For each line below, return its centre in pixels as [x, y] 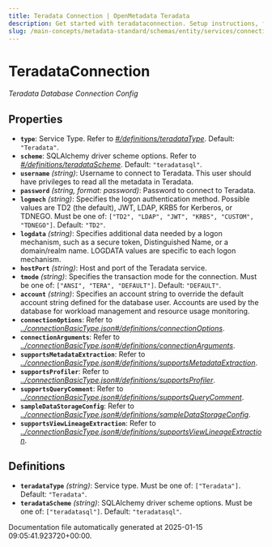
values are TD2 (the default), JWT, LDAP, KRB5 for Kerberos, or [126, 208]
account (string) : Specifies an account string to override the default [132, 294]
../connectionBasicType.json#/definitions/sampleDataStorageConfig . [135, 415]
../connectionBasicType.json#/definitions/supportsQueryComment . [132, 398]
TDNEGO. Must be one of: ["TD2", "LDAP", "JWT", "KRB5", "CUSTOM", [137, 217]
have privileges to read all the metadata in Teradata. [107, 182]
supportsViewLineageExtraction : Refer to [88, 424]
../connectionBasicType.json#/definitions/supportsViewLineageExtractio [141, 432]
